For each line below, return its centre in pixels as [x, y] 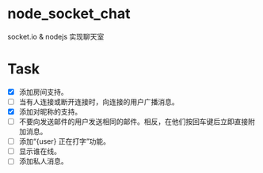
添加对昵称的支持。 [50, 112]
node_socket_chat [69, 14]
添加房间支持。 [43, 92]
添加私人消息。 [43, 161]
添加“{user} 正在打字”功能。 [65, 141]
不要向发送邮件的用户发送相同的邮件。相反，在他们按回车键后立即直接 [133, 122]
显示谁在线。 [40, 152]
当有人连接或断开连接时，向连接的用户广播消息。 [99, 102]
